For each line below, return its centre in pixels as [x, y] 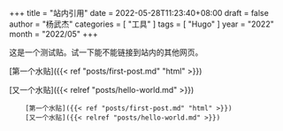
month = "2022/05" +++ [54, 34]
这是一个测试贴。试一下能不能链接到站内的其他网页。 [106, 52]
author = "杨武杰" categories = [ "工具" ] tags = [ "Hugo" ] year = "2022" [141, 24]
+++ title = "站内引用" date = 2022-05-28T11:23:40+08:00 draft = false [139, 13]
